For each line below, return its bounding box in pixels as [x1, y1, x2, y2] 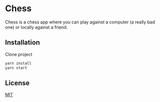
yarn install [5, 61, 32, 66]
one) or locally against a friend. [5, 24, 68, 30]
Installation [5, 39, 40, 47]
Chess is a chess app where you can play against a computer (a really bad [5, 19, 155, 25]
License [5, 79, 30, 87]
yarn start [5, 65, 27, 70]
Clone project [5, 51, 33, 57]
